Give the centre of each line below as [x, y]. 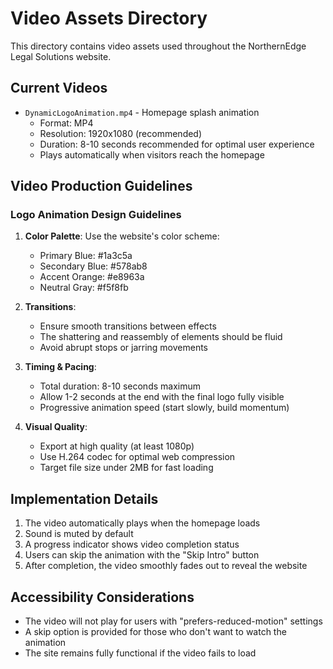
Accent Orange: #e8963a [92, 277]
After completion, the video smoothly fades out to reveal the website [166, 566]
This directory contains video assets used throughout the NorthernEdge [158, 46]
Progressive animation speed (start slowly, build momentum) [164, 408]
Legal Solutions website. [61, 56]
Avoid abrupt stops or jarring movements [123, 348]
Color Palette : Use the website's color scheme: [122, 236]
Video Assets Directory [109, 18]
